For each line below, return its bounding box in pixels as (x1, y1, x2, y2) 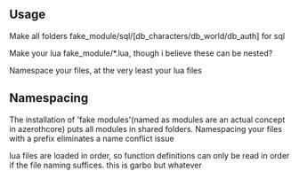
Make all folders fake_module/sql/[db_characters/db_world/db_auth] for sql (9, 30, 286, 41)
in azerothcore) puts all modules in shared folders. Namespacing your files (9, 123, 283, 134)
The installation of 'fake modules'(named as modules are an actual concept (9, 114, 286, 125)
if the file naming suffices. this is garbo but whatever (9, 160, 202, 170)
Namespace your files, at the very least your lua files (9, 65, 203, 75)
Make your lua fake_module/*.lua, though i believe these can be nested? (9, 48, 273, 58)
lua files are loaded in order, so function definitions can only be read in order (9, 150, 290, 160)
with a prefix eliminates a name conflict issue (9, 133, 175, 144)
